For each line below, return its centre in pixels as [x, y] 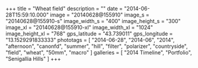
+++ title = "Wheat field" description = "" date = [64, 9]
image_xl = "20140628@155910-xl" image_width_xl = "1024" [79, 27]
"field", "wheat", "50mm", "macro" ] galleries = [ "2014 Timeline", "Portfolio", [99, 52]
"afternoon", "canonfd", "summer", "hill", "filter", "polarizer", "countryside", [97, 46]
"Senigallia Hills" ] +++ [33, 59]
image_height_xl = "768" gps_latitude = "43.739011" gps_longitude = [89, 34]
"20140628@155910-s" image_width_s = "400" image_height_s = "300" [93, 21]
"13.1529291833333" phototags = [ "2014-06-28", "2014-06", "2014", [90, 40]
